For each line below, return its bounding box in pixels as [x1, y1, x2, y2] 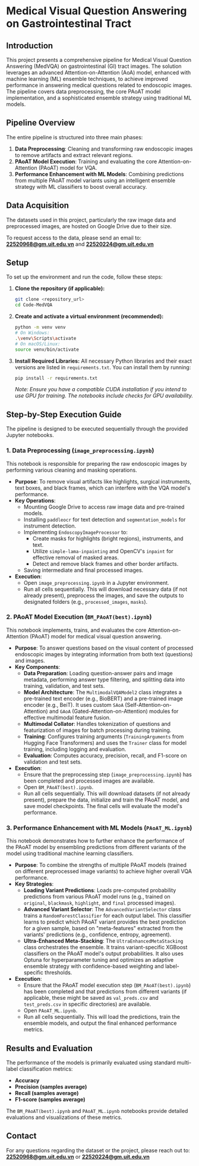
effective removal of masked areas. [32, 554, 119, 561]
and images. [14, 657, 46, 664]
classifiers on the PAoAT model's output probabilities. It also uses [23, 950, 184, 957]
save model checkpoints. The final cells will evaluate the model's [23, 802, 182, 809]
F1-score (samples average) [14, 1096, 86, 1103]
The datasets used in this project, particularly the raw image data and [6, 216, 176, 223]
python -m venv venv [14, 325, 66, 331]
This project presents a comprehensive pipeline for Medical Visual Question [6, 57, 192, 63]
